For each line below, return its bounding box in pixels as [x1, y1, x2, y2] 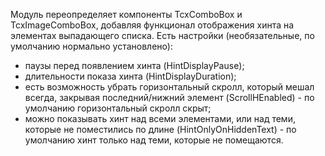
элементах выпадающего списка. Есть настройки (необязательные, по [10, 30, 315, 41]
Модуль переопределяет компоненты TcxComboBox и [10, 9, 243, 20]
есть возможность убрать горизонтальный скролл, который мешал [24, 81, 315, 93]
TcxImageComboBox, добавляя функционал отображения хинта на [10, 19, 295, 31]
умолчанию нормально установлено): [10, 40, 173, 52]
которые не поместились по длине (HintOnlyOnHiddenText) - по [24, 124, 297, 135]
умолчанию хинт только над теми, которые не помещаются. [24, 134, 284, 146]
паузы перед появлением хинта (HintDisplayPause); [24, 60, 245, 71]
